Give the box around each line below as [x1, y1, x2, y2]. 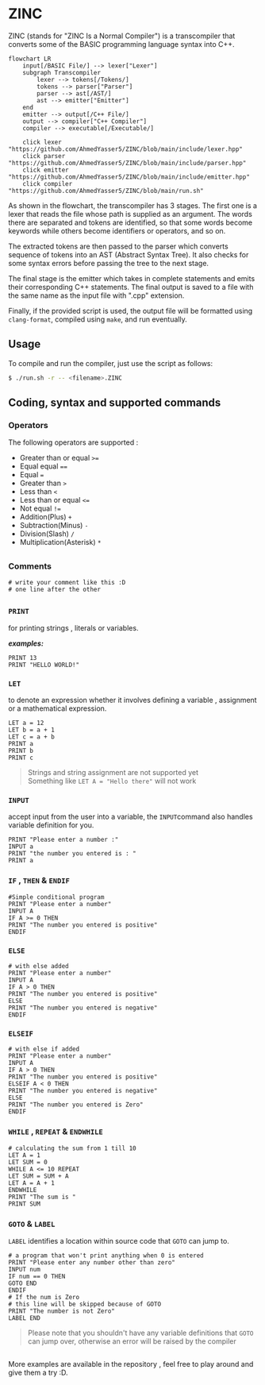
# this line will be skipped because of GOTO [8, 1300, 161, 1308]
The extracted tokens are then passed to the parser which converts [8, 241, 229, 251]
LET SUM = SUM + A [8, 1172, 69, 1180]
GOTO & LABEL [8, 1218, 56, 1229]
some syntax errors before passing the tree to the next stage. [8, 258, 209, 268]
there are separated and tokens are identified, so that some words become [8, 218, 252, 227]
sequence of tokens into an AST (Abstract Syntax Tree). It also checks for [8, 249, 249, 259]
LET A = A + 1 [8, 1179, 56, 1187]
